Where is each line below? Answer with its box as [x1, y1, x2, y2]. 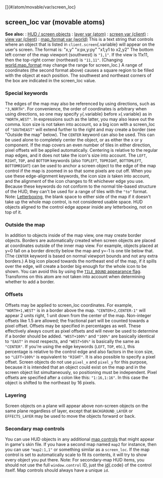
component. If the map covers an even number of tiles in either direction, [5, 142, 152, 148]
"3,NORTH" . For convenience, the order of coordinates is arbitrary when [5, 106, 147, 112]
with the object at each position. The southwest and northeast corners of [5, 72, 152, 78]
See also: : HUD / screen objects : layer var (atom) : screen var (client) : [5, 31, 148, 37]
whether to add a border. [5, 279, 55, 285]
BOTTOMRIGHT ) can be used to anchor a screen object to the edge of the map [5, 163, 156, 169]
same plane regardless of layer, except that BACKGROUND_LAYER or [5, 408, 133, 414]
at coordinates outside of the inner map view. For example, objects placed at [5, 243, 159, 248]
